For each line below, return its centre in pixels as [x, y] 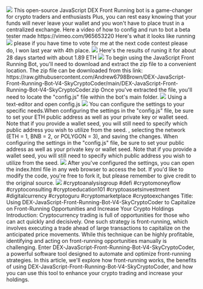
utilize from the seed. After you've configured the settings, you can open [100, 163]
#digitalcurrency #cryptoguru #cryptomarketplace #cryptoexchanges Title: [100, 196]
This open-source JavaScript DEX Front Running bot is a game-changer [103, 10]
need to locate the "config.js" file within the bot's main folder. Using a [97, 97]
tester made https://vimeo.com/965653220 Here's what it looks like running [101, 36]
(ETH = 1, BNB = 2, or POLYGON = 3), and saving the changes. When [92, 136]
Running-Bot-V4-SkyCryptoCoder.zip [53, 90]
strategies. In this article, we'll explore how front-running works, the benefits [101, 260]
